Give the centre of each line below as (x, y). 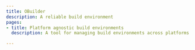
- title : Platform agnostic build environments (65, 28)
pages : (14, 22)
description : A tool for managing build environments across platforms (100, 33)
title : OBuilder (26, 11)
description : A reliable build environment (60, 17)
